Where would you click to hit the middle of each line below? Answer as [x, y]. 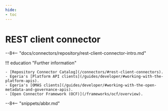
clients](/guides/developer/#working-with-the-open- [100, 85]
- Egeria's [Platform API [32, 77]
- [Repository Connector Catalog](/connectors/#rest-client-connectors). [85, 72]
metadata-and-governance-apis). [39, 90]
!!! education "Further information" [41, 63]
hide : [11, 10]
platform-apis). [22, 81]
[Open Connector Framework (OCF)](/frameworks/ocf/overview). [76, 94]
